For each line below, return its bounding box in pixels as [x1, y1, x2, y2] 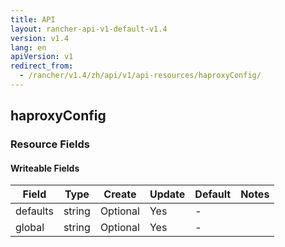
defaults [15, 204, 54, 218]
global [15, 221, 45, 235]
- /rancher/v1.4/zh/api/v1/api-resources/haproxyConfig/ [19, 71, 262, 81]
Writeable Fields [10, 162, 80, 174]
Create [103, 187, 137, 201]
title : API [10, 14, 56, 25]
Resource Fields [10, 137, 90, 151]
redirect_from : [10, 61, 74, 71]
